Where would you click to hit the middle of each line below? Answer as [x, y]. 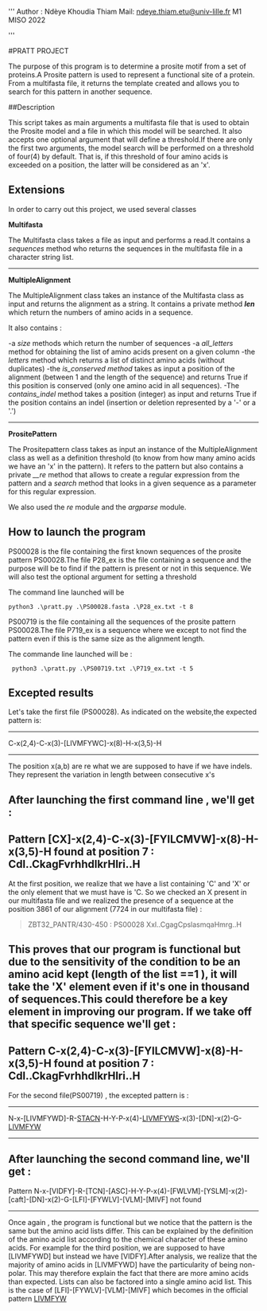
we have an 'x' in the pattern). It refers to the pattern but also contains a [126, 466]
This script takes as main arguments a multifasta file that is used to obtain [129, 122]
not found [186, 1199]
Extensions [37, 190]
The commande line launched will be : [70, 654]
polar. [17, 1273]
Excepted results [51, 693]
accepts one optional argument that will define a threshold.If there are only [130, 139]
